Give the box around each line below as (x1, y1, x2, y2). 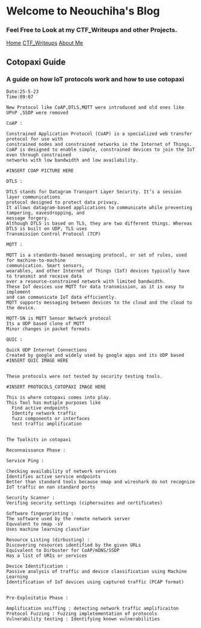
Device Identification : (6, 564, 69, 570)
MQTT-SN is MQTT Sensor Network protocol (6, 315, 112, 322)
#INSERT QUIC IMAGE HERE (6, 357, 69, 364)
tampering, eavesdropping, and (6, 210, 85, 216)
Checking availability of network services (6, 468, 117, 474)
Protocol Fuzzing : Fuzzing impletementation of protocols (6, 611, 158, 617)
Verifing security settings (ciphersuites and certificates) (6, 500, 163, 506)
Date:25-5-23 (6, 89, 39, 95)
